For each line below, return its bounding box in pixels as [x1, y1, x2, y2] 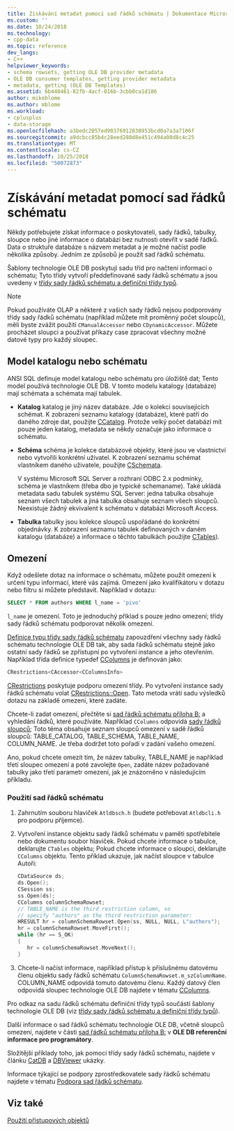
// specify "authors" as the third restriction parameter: [17, 912, 193, 919]
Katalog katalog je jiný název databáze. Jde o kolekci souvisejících [17, 403, 210, 411]
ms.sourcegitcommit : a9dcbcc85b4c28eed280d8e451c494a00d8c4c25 [7, 134, 195, 141]
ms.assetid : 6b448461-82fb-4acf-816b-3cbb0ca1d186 [7, 88, 157, 95]
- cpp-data [7, 36, 39, 43]
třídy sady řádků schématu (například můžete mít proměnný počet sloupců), [7, 312, 226, 322]
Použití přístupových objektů [7, 1116, 89, 1124]
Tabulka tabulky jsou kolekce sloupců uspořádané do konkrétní [17, 517, 200, 526]
